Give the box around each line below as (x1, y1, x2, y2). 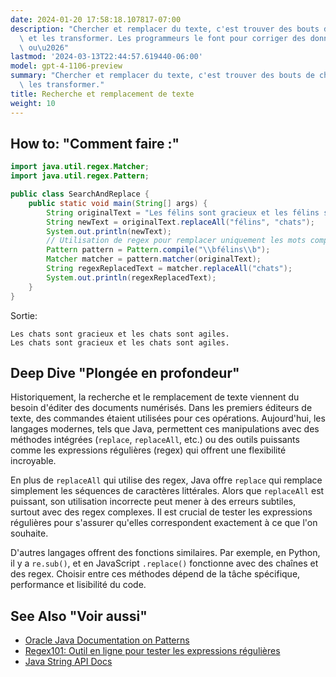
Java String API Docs (24, 656, 113, 668)
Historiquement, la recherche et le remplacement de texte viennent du (10, 391, 300, 403)
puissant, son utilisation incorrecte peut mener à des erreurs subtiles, (10, 496, 297, 508)
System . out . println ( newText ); (46, 226, 172, 236)
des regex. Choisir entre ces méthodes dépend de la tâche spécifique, (10, 568, 301, 580)
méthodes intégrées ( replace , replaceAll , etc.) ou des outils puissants (10, 434, 300, 446)
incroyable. (10, 455, 57, 467)
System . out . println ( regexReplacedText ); (46, 272, 217, 283)
